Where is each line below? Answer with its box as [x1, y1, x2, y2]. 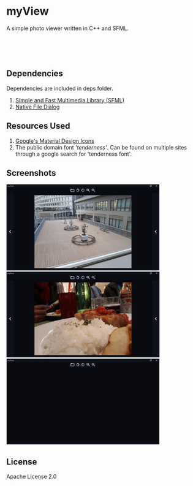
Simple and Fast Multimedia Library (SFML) [15, 96, 124, 104]
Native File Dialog [15, 103, 60, 110]
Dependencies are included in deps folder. [6, 85, 113, 92]
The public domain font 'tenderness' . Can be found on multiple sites [15, 143, 187, 151]
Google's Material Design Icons [15, 137, 95, 145]
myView [6, 4, 49, 18]
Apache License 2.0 [6, 473, 57, 480]
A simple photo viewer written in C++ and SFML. [6, 25, 129, 32]
